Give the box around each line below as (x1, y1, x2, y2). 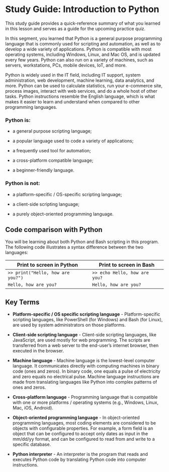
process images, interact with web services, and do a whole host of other (5, 88, 157, 94)
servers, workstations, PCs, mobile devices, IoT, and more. (5, 62, 127, 68)
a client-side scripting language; (12, 201, 79, 207)
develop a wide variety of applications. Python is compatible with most (5, 46, 152, 52)
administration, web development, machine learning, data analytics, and (5, 77, 154, 83)
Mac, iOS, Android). (12, 405, 54, 411)
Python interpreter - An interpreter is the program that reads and (12, 451, 148, 457)
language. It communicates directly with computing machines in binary (12, 363, 159, 369)
